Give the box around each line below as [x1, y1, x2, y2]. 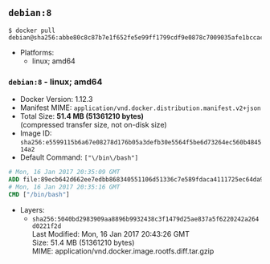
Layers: [19, 205, 45, 214]
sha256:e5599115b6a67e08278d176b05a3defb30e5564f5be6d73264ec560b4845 [19, 139, 262, 147]
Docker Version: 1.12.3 [19, 95, 93, 104]
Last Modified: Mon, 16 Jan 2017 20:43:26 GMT [31, 229, 190, 238]
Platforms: [19, 47, 55, 57]
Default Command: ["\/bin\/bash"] [19, 152, 139, 162]
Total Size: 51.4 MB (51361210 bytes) [19, 112, 145, 121]
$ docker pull [8, 26, 56, 35]
